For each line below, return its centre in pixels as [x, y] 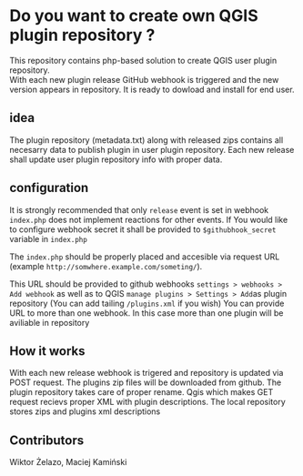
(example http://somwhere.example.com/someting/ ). [106, 266]
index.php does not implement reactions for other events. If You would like [149, 219]
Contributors [47, 440]
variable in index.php [49, 238]
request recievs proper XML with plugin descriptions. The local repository [148, 402]
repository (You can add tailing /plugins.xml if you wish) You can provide [147, 303]
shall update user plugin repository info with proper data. [116, 159]
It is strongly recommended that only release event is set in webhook [139, 209]
